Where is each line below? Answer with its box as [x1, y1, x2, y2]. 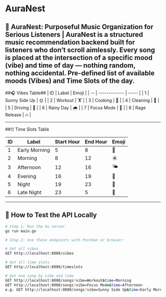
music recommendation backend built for [5, 38, 135, 46]
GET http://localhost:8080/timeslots [5, 264, 83, 269]
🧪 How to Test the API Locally [5, 211, 97, 220]
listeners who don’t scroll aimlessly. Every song [5, 45, 155, 54]
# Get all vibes [5, 246, 39, 252]
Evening [17, 173, 37, 180]
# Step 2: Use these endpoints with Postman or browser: [5, 237, 125, 242]
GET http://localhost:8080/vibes [5, 251, 74, 256]
